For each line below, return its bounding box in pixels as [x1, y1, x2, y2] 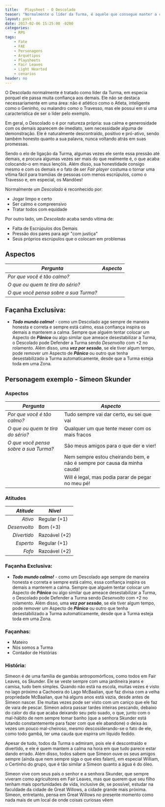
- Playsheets [14, 58, 41, 63]
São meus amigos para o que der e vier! [64, 442, 156, 449]
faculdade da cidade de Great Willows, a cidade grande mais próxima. [5, 787, 147, 793]
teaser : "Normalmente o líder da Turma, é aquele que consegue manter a [5, 12, 157, 17]
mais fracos [64, 431, 92, 438]
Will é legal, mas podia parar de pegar [64, 474, 152, 481]
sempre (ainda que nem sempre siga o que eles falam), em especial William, [5, 756, 160, 762]
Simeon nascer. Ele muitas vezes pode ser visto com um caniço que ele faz [5, 700, 158, 705]
